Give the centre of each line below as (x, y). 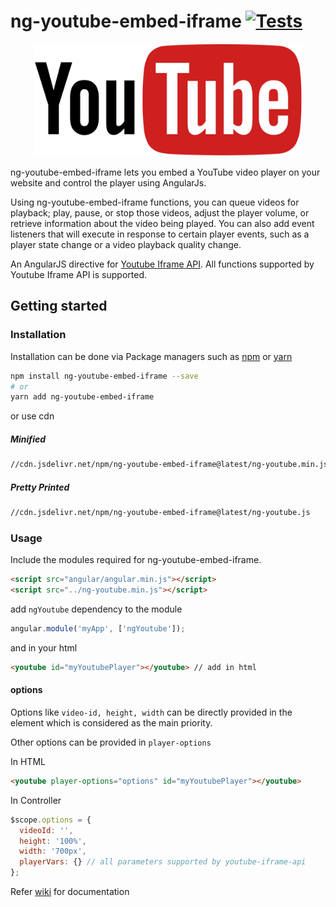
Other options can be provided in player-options (111, 742)
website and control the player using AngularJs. (108, 182)
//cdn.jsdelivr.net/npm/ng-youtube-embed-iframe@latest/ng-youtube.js (160, 513)
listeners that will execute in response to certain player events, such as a (160, 234)
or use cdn (32, 416)
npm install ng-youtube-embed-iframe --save (104, 376)
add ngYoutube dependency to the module (96, 609)
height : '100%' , (53, 841)
